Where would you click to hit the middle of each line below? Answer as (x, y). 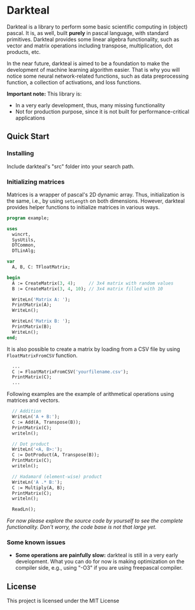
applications (30, 118)
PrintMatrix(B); (32, 327)
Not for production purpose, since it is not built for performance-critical (102, 111)
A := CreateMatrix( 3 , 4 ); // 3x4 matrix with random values (93, 283)
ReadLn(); (24, 510)
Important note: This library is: (44, 94)
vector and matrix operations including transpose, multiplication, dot (90, 46)
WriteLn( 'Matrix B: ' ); (41, 321)
